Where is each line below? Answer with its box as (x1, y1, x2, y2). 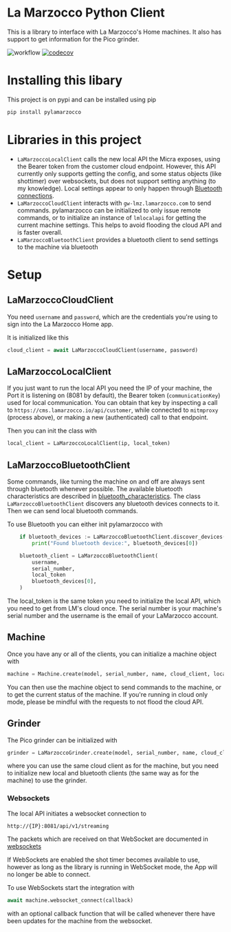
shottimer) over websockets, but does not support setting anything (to (16, 177, 217, 185)
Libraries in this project (7, 132, 142, 148)
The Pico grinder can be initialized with (7, 736, 118, 744)
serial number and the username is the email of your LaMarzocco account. (7, 612, 219, 620)
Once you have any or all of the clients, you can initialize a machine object (7, 650, 217, 658)
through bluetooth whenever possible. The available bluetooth (7, 485, 183, 493)
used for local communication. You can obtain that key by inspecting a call (7, 399, 218, 407)
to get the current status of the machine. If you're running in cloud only (7, 690, 208, 698)
